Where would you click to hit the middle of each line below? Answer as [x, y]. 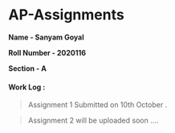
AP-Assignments [66, 15]
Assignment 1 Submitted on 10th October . [98, 105]
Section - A [27, 68]
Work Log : [27, 87]
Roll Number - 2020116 [47, 52]
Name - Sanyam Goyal [46, 37]
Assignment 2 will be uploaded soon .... [93, 121]
